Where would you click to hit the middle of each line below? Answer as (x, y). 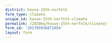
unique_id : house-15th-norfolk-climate (46, 19)
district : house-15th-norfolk (36, 10)
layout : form (19, 33)
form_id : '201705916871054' (34, 28)
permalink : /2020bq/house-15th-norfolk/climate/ (56, 23)
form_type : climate (25, 14)
